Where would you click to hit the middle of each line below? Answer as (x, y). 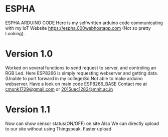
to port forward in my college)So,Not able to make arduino (82, 78)
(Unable (13, 78)
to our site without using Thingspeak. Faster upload (58, 128)
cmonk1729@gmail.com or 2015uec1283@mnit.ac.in (59, 89)
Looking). (15, 33)
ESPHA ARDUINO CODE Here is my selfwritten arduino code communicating (84, 23)
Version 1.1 (28, 110)
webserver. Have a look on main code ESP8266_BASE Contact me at (76, 84)
